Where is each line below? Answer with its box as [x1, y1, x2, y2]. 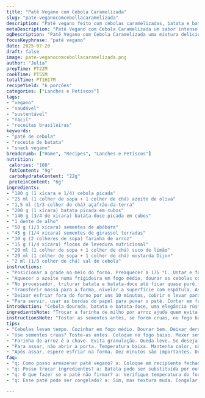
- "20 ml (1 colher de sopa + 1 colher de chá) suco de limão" [6, 247, 171, 253]
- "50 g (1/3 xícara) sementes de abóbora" [6, 224, 119, 230]
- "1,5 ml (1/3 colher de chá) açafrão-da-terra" [6, 202, 135, 208]
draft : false [6, 49, 40, 55]
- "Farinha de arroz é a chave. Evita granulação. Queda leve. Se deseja [6, 338, 198, 344]
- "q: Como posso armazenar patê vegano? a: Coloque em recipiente [6, 360, 182, 366]
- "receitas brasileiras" [6, 123, 72, 129]
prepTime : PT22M [6, 65, 48, 72]
